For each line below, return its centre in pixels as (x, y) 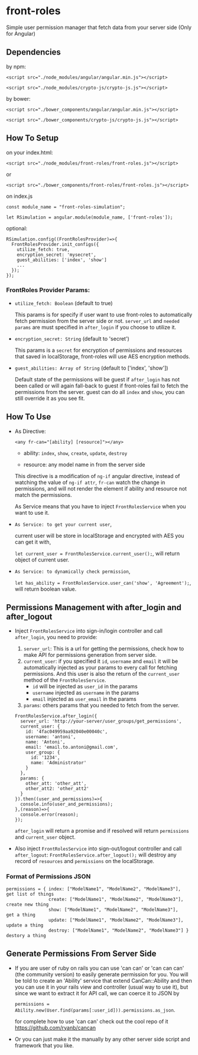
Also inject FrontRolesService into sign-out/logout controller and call (98, 849)
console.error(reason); (49, 815)
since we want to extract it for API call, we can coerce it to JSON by (97, 993)
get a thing (21, 915)
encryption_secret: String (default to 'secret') (72, 338)
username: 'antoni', (51, 737)
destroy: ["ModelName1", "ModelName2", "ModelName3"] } (119, 930)
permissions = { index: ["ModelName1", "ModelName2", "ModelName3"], (94, 889)
